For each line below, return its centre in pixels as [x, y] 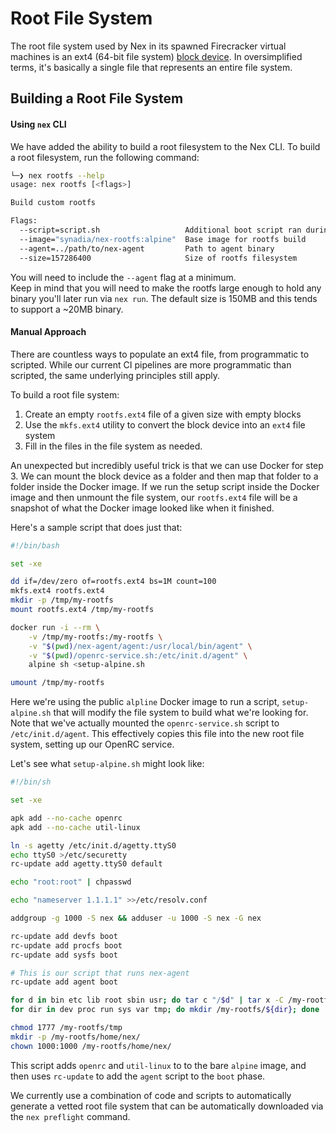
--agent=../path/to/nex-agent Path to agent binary [147, 248]
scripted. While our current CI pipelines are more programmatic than [151, 364]
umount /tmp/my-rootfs [57, 683]
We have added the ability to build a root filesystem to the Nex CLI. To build [165, 146]
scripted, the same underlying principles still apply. [115, 375]
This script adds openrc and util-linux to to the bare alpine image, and [158, 1065]
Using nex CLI [38, 124]
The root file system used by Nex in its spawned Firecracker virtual [148, 46]
